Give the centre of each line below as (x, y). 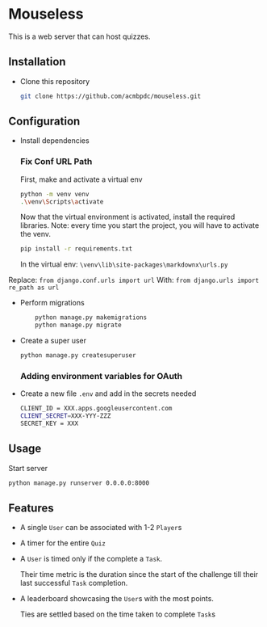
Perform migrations (52, 303)
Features (31, 508)
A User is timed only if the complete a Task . (91, 559)
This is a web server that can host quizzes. (79, 36)
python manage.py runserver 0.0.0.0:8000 (79, 483)
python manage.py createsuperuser (78, 356)
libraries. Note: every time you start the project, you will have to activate (140, 225)
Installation (37, 62)
